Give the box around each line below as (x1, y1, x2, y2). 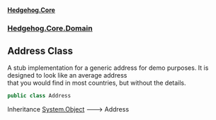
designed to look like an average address (7, 71, 127, 80)
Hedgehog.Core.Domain (7, 23, 93, 33)
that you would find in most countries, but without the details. (7, 78, 186, 88)
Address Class (7, 44, 73, 56)
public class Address (7, 92, 72, 100)
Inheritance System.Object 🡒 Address (7, 105, 130, 114)
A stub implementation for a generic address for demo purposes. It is (7, 64, 209, 72)
